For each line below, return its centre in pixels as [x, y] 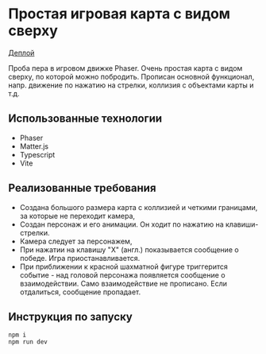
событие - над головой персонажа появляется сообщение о [122, 274]
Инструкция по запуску [70, 316]
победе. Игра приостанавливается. [80, 258]
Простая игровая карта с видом [120, 14]
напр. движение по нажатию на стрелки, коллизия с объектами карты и [131, 85]
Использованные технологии [85, 119]
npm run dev [28, 342]
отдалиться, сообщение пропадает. [80, 292]
